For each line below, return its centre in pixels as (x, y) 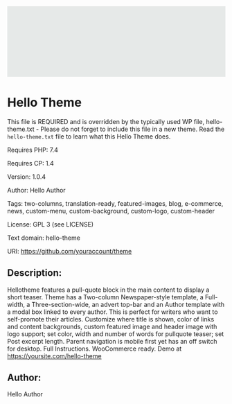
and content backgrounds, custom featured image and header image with (112, 326)
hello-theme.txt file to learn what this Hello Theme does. (89, 136)
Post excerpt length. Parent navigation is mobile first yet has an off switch (112, 341)
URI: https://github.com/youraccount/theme (70, 251)
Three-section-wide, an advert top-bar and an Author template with (128, 304)
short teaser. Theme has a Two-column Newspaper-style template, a (105, 297)
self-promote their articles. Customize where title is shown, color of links (111, 319)
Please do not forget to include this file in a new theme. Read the (133, 129)
